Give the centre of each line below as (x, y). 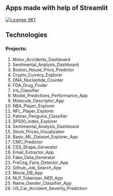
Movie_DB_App (28, 173)
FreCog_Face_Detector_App (40, 163)
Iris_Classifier (26, 90)
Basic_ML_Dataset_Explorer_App (45, 137)
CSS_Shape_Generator (35, 147)
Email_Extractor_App (33, 152)
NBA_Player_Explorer (34, 106)
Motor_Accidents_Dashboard (41, 59)
